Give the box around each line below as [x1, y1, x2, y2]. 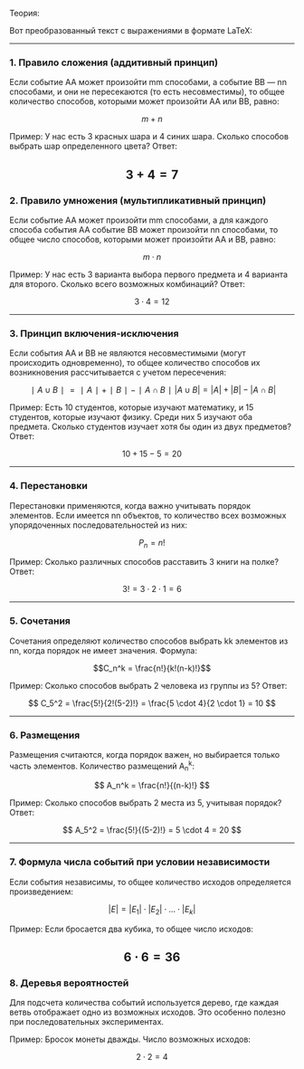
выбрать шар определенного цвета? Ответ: [9, 140, 178, 152]
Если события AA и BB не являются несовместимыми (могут [9, 348, 246, 358]
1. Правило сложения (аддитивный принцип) [9, 56, 219, 69]
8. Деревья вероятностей [9, 977, 129, 989]
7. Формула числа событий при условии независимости [9, 855, 271, 868]
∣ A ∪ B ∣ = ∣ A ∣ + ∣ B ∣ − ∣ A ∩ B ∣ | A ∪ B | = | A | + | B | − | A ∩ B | [30, 385, 277, 396]
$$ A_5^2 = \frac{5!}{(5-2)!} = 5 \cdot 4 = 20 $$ [62, 825, 242, 835]
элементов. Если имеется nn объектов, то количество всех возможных [9, 510, 287, 520]
